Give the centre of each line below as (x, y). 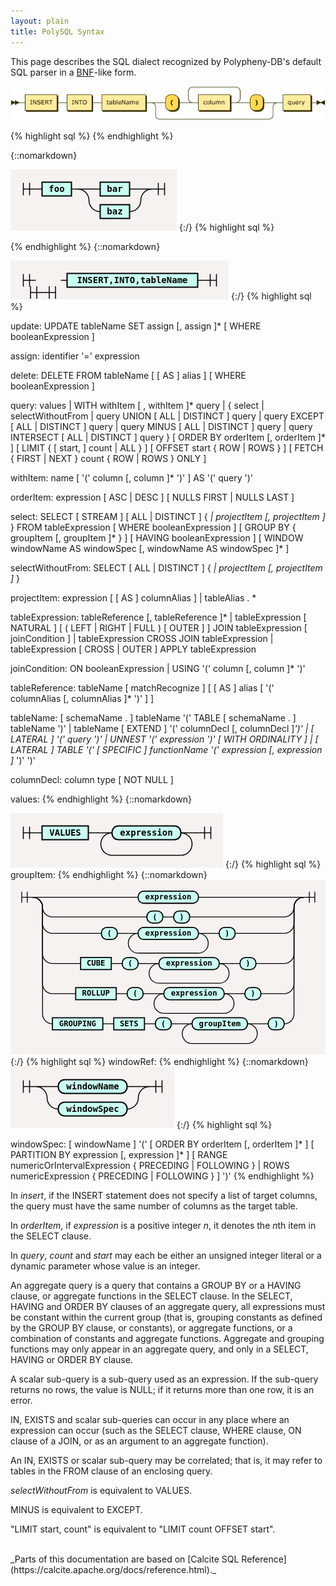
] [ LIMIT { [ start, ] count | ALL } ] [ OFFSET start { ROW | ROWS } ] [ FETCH (167, 448)
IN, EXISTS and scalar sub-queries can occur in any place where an (150, 1420)
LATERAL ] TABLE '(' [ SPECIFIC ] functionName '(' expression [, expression (166, 750)
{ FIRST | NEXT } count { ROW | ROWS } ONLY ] (108, 459)
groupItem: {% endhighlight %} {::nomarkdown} (109, 875)
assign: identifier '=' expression (75, 356)
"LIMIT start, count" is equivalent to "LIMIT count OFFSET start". (143, 1529)
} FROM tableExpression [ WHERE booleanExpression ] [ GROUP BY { (153, 527)
